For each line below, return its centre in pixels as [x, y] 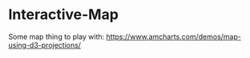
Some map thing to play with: [56, 37]
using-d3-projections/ [45, 44]
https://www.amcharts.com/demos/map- [174, 37]
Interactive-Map [63, 15]
